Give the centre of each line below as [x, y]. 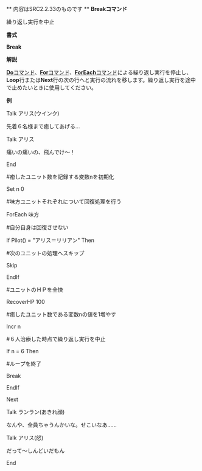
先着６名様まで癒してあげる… [43, 126]
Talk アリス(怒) [25, 438]
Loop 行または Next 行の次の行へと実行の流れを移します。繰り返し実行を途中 [101, 80]
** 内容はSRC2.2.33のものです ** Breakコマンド [67, 9]
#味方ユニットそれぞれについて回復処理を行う [64, 201]
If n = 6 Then [23, 351]
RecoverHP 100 [26, 302]
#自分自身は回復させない [37, 227]
